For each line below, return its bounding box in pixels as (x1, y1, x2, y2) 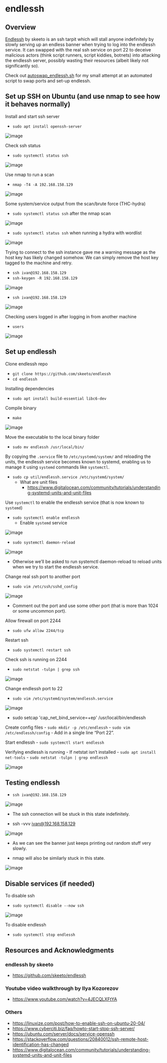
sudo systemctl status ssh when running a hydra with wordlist (12, 230, 142, 236)
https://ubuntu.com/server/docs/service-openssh (12, 1030, 115, 1036)
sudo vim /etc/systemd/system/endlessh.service (12, 696, 113, 701)
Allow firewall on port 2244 (5, 618, 61, 624)
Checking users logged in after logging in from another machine (5, 313, 137, 319)
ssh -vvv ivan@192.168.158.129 (12, 821, 76, 827)
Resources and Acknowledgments (5, 946, 114, 954)
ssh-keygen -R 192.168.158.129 (12, 276, 78, 281)
